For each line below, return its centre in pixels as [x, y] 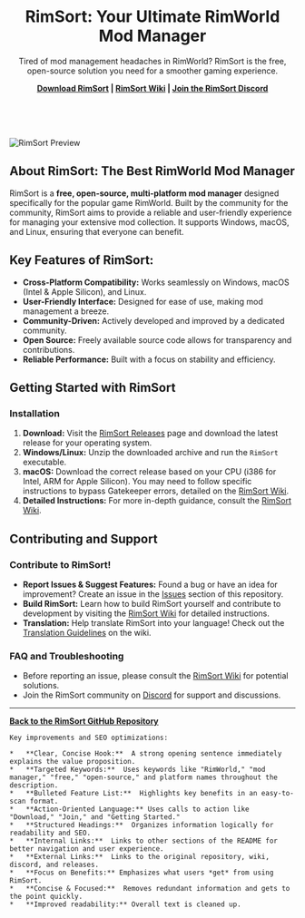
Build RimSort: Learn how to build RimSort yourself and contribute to [152, 603]
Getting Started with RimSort [93, 387]
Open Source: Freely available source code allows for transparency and [157, 340]
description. [34, 786]
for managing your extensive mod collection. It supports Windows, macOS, [149, 222]
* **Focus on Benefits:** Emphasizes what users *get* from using [142, 873]
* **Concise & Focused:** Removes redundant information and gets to [150, 889]
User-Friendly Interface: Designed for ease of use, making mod [143, 301]
